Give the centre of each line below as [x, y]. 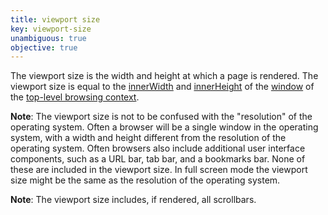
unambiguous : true [48, 38]
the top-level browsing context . [75, 97]
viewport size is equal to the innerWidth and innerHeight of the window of [162, 87]
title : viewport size [55, 19]
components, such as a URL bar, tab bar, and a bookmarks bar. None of [158, 159]
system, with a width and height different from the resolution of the [148, 138]
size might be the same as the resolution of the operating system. [145, 180]
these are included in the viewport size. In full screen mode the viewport [159, 170]
